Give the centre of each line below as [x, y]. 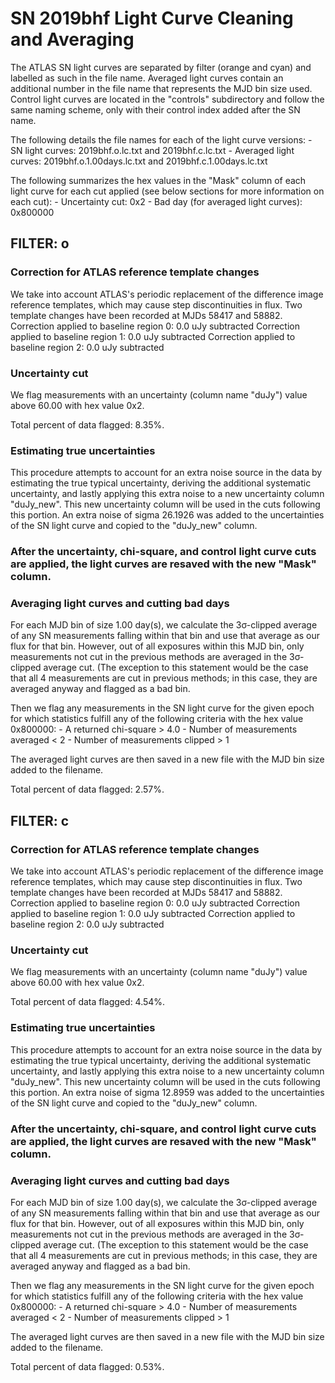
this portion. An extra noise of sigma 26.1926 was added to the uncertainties [167, 515]
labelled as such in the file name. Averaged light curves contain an [147, 78]
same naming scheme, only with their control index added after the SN [155, 109]
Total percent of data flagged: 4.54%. [88, 1002]
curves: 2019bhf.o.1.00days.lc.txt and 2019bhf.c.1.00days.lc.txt [139, 161]
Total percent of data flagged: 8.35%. [87, 424]
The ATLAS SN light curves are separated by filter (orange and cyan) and [161, 67]
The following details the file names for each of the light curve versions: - [161, 139]
